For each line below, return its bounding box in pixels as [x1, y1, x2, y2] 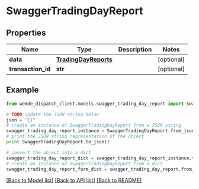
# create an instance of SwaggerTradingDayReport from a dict [6, 161, 163, 166]
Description [118, 46, 152, 53]
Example [6, 85, 39, 95]
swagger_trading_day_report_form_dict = [6, 166, 108, 172]
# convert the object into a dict [6, 149, 92, 155]
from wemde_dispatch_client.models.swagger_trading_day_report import [6, 101, 184, 107]
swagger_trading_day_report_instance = [6, 128, 105, 134]
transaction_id [9, 65, 51, 73]
